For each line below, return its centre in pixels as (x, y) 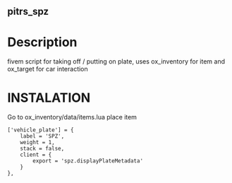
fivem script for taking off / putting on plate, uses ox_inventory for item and (116, 61)
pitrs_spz (28, 12)
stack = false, (42, 149)
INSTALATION (49, 98)
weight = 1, (37, 143)
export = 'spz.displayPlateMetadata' (88, 161)
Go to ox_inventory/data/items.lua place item (72, 117)
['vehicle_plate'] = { (41, 130)
